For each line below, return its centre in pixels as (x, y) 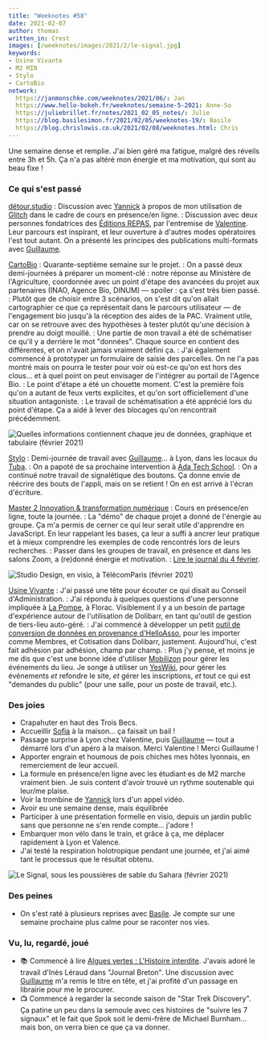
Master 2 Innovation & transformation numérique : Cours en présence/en (128, 508)
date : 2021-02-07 (37, 23)
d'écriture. (25, 492)
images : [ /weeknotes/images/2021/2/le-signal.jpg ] (95, 46)
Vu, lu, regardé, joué (49, 943)
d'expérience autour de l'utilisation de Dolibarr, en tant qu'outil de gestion (130, 616)
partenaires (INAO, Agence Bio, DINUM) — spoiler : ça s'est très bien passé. (134, 290)
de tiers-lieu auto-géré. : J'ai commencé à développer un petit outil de (124, 625)
